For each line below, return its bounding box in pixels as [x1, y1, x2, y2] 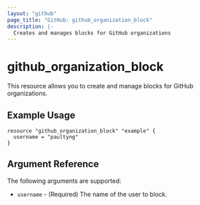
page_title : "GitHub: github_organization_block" [7, 17, 153, 23]
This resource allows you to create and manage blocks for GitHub [7, 82, 194, 90]
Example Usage [7, 109, 76, 121]
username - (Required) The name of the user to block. [17, 190, 168, 198]
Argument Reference [7, 158, 99, 170]
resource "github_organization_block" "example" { [7, 128, 156, 135]
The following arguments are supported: [7, 177, 122, 185]
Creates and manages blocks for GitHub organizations [13, 29, 171, 37]
